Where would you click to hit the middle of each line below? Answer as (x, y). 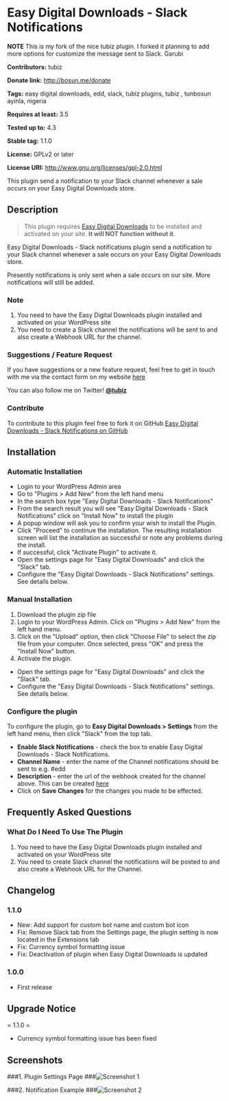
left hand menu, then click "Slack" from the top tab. (80, 733)
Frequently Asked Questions (70, 813)
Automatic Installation (45, 471)
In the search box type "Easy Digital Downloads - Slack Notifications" (115, 501)
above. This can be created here (63, 783)
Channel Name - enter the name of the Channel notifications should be (118, 761)
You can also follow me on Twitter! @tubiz (67, 391)
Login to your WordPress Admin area (69, 487)
